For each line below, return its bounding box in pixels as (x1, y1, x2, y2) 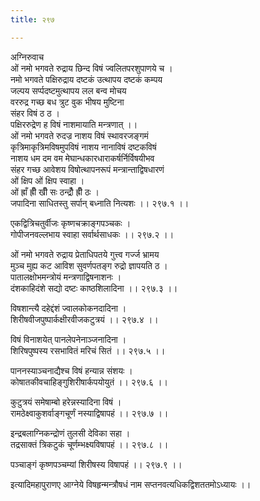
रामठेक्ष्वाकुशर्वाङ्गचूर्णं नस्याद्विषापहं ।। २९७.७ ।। (10, 407, 169, 419)
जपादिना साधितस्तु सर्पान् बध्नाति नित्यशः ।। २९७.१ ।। (10, 197, 190, 209)
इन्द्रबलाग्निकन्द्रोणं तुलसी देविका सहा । (10, 427, 131, 439)
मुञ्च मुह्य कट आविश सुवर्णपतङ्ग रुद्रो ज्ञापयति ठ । (10, 259, 168, 271)
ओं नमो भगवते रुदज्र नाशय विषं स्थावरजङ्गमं (10, 129, 149, 141)
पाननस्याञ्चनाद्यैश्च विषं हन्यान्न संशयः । (10, 364, 133, 376)
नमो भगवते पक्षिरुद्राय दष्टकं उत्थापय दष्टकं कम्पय (10, 73, 163, 85)
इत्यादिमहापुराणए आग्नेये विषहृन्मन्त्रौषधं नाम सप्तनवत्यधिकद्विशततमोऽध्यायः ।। (10, 478, 252, 490)
